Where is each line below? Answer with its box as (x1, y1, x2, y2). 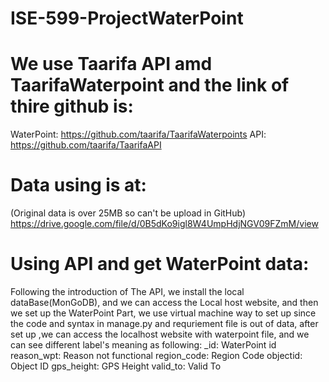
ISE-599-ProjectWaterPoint (10, 7, 244, 30)
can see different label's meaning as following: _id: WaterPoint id (10, 339, 277, 351)
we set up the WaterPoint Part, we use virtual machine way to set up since (10, 307, 317, 319)
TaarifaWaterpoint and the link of (10, 74, 290, 97)
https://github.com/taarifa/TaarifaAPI (10, 139, 162, 151)
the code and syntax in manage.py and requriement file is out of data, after (10, 318, 319, 329)
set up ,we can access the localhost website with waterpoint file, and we (10, 328, 310, 340)
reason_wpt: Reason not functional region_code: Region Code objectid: (10, 350, 303, 361)
